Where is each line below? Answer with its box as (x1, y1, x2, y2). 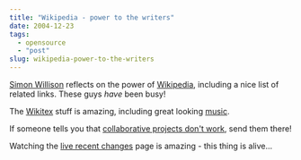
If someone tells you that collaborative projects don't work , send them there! (9, 123, 292, 134)
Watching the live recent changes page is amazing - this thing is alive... (9, 140, 273, 151)
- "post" (17, 46, 50, 55)
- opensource (17, 38, 66, 47)
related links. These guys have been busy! (9, 88, 166, 99)
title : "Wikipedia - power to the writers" (9, 13, 175, 22)
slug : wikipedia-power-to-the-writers (9, 55, 155, 63)
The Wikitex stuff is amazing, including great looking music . (9, 106, 231, 116)
